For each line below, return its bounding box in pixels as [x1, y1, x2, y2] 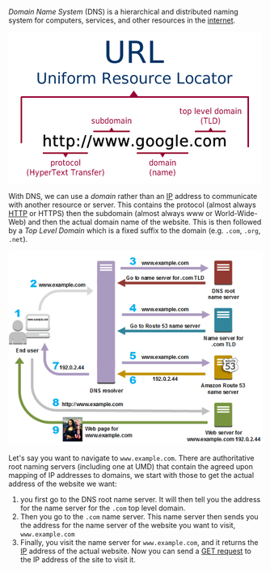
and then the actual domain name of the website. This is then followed [27, 218, 262, 226]
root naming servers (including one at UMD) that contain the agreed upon [8, 462, 253, 472]
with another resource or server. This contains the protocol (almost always [8, 200, 256, 209]
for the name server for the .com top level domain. [19, 503, 186, 513]
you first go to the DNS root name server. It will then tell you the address [19, 495, 261, 505]
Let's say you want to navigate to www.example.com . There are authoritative [8, 453, 255, 463]
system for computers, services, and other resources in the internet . [8, 15, 236, 25]
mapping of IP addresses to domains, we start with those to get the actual [8, 471, 255, 480]
